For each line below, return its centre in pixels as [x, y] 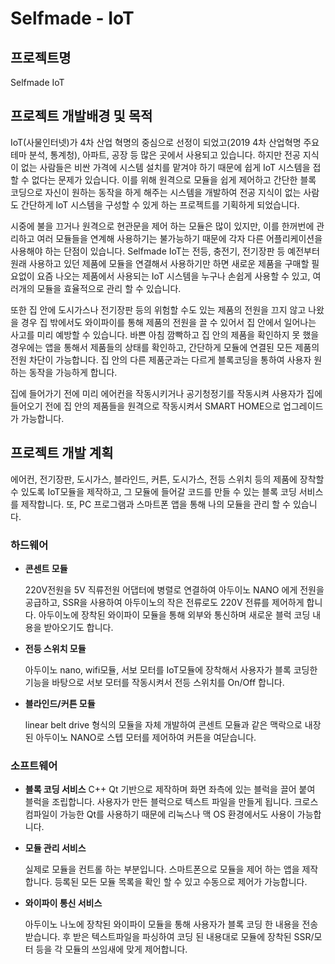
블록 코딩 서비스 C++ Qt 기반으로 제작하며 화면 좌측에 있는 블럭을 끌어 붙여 [170, 789]
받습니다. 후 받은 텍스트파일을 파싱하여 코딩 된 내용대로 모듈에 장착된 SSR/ [169, 937]
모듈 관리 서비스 [55, 848]
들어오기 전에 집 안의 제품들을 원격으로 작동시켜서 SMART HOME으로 [146, 406]
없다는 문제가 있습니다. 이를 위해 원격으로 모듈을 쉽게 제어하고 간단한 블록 [174, 179]
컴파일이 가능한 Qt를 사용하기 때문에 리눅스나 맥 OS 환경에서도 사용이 [159, 814]
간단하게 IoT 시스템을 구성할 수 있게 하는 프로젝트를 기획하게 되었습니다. [160, 204]
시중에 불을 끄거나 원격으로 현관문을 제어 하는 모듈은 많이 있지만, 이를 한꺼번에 [162, 226]
